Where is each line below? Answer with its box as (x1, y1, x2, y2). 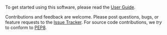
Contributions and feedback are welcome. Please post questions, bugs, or (5, 14, 159, 19)
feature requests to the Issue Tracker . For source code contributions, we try (5, 19, 162, 25)
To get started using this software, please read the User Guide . (5, 4, 136, 10)
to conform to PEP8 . (5, 24, 47, 30)
